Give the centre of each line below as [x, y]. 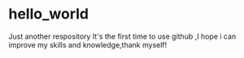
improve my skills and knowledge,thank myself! [88, 44]
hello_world [49, 14]
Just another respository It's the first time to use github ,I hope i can [122, 36]
